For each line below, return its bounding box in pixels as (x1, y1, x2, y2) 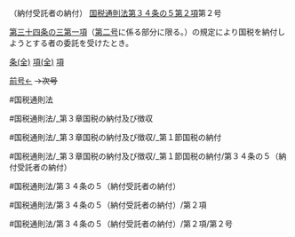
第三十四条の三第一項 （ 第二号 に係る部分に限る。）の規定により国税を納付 (9, 27, 278, 37)
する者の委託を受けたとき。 (32, 38, 133, 48)
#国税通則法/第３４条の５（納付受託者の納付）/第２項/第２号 (9, 218, 233, 229)
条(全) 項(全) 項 (9, 57, 65, 67)
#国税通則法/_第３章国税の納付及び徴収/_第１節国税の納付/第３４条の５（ (9, 151, 279, 162)
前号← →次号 (9, 75, 58, 86)
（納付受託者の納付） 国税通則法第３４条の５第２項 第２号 (9, 8, 222, 18)
